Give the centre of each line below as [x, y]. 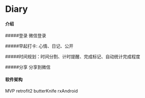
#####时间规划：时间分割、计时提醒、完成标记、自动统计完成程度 [73, 57]
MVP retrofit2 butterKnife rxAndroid [42, 91]
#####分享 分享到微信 [28, 67]
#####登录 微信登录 [26, 36]
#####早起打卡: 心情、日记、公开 [39, 46]
